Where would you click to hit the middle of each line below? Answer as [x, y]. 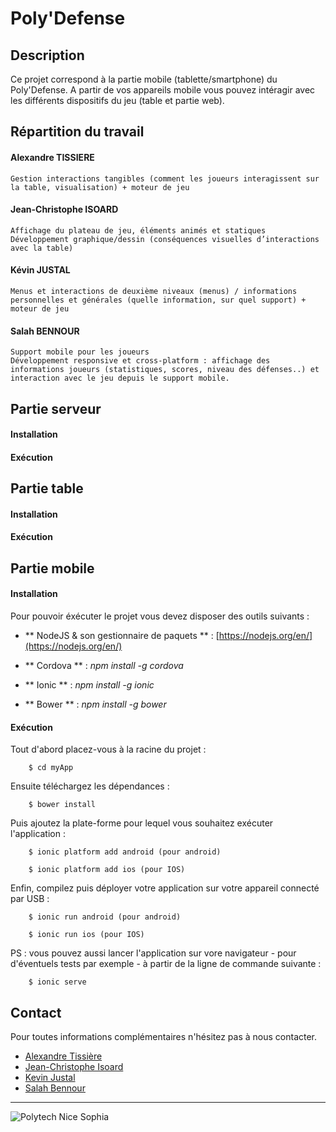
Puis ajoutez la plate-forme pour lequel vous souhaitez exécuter [142, 823]
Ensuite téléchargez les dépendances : [90, 786]
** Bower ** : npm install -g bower [95, 704]
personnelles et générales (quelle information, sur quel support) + [158, 300]
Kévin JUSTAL [40, 270]
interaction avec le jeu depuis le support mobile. [120, 378]
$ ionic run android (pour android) [105, 917]
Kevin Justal [50, 1077]
